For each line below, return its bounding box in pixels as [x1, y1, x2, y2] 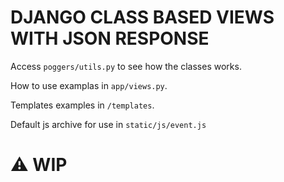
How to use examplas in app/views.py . [10, 79, 168, 91]
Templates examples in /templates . [10, 99, 155, 111]
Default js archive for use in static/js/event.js [10, 118, 207, 130]
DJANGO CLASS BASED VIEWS [10, 6, 275, 29]
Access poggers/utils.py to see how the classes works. [10, 60, 242, 72]
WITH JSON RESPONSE [10, 27, 210, 50]
